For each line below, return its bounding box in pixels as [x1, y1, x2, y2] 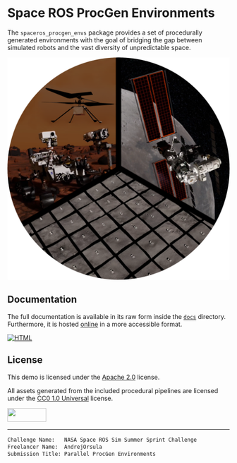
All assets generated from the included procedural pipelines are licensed [7, 386, 219, 395]
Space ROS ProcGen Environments [7, 5, 215, 21]
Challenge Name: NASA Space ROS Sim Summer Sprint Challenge [7, 436, 197, 443]
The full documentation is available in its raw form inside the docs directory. [7, 312, 226, 320]
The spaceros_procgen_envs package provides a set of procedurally [7, 28, 202, 37]
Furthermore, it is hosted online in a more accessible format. [7, 320, 183, 328]
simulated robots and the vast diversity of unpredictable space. [7, 43, 191, 52]
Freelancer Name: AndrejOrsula [7, 443, 102, 450]
